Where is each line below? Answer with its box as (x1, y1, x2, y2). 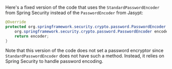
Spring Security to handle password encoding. (5, 58, 103, 64)
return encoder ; (14, 33, 50, 39)
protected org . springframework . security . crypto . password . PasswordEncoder (5, 24, 166, 29)
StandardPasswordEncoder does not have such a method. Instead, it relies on (5, 53, 165, 59)
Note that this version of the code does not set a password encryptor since (5, 48, 164, 54)
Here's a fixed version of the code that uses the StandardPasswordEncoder (5, 5, 160, 10)
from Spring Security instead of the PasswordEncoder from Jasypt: (5, 10, 143, 16)
